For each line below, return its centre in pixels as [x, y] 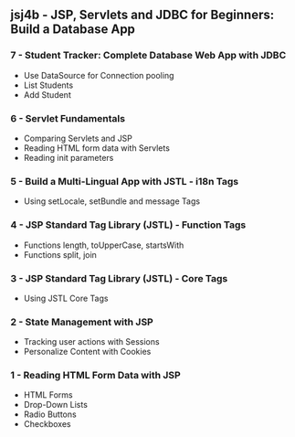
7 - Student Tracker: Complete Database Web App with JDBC [148, 56]
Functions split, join [60, 254]
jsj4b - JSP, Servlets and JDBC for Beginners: [142, 15]
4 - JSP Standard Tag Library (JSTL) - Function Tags [128, 225]
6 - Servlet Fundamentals [68, 118]
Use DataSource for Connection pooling [99, 75]
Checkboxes [47, 424]
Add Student [47, 94]
